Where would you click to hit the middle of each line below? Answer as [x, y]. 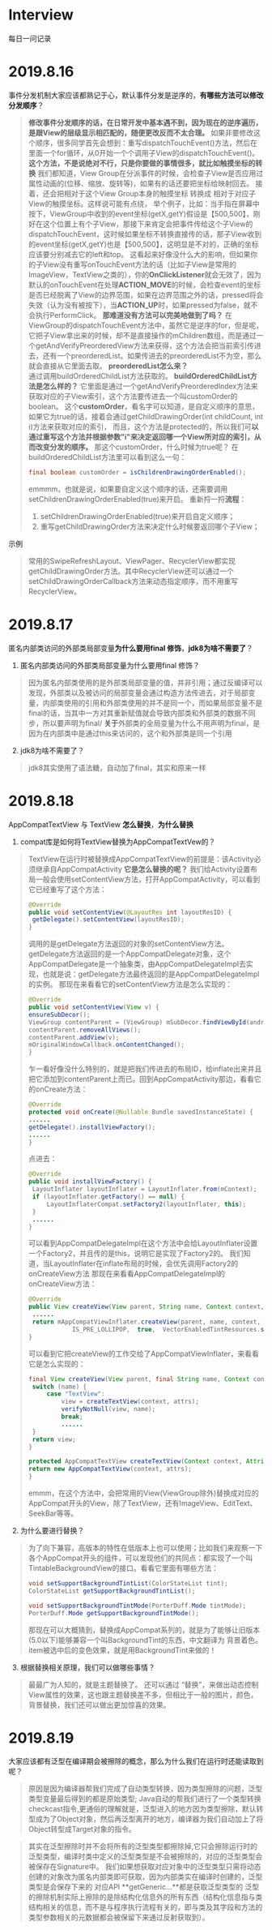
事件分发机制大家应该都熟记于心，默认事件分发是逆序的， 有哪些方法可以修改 [136, 95]
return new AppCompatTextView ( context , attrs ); [110, 1469]
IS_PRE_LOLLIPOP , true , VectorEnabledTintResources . [166, 1329]
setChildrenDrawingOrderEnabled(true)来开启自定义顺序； [138, 516]
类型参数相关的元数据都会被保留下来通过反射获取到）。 [119, 1917]
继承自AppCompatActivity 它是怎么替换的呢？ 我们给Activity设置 [143, 868]
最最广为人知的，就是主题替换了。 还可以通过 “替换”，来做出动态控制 [143, 1684]
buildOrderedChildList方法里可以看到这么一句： [107, 457]
